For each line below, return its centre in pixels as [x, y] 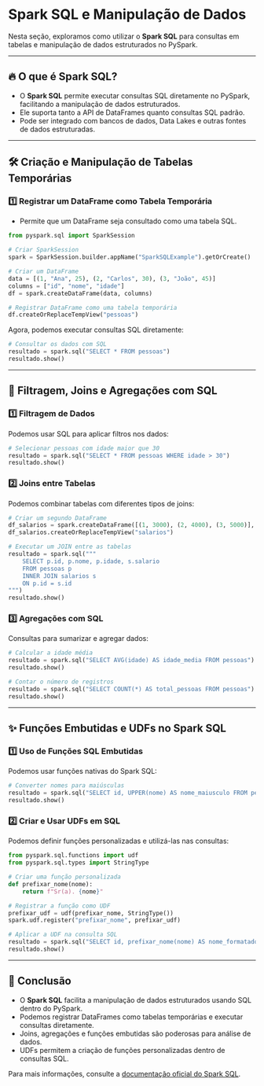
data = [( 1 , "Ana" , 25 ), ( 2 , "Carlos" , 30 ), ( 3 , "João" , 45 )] [112, 278]
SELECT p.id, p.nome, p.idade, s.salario [91, 561]
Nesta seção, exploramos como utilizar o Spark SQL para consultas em [124, 36]
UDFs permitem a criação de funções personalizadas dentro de [122, 1050]
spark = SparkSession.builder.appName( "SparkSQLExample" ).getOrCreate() [130, 257]
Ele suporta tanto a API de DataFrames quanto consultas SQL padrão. [132, 112]
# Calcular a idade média [50, 653]
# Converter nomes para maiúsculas [66, 786]
